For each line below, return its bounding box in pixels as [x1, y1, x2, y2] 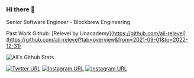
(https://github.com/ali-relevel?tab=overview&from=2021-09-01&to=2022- [6, 36, 188, 43]
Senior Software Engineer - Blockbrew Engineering [6, 19, 131, 26]
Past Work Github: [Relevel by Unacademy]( [6, 30, 114, 37]
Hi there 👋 [6, 5, 35, 13]
